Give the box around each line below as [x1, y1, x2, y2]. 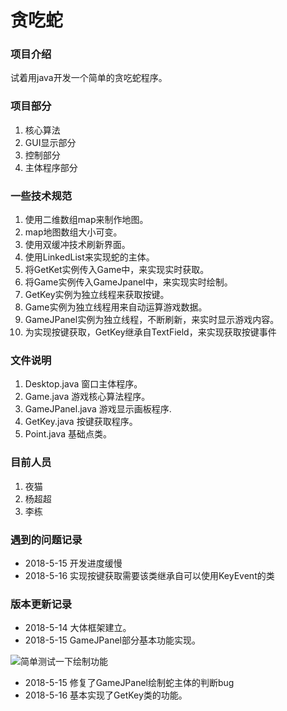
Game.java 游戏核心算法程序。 [24, 391, 151, 403]
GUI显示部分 [24, 136, 77, 148]
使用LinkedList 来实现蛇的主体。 [24, 251, 155, 263]
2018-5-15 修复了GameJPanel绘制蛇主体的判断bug [24, 677, 235, 689]
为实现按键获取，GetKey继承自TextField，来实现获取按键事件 [24, 326, 277, 338]
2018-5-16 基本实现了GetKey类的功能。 [24, 689, 188, 701]
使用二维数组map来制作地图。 [24, 214, 149, 226]
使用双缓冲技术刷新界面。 [24, 239, 131, 251]
